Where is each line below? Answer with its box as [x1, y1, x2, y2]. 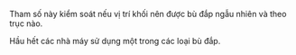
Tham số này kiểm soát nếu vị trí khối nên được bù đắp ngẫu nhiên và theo [9, 9, 287, 19]
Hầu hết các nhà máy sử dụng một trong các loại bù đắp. [9, 36, 221, 46]
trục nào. [9, 18, 43, 29]
